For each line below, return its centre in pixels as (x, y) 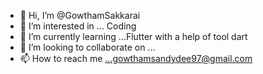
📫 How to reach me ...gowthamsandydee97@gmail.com (136, 58)
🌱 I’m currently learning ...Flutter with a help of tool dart (133, 36)
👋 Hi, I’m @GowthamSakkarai (80, 15)
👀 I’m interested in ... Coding (78, 26)
